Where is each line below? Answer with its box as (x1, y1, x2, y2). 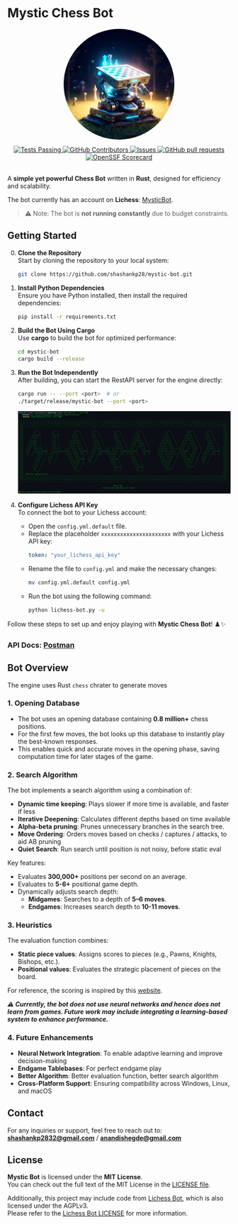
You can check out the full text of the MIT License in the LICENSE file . (7, 1180, 211, 1189)
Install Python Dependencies (17, 283, 105, 292)
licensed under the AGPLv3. (7, 1201, 89, 1210)
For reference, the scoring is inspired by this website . (7, 987, 163, 995)
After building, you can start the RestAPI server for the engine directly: (17, 376, 223, 384)
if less (17, 807, 35, 816)
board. (17, 972, 38, 981)
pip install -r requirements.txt (17, 313, 117, 320)
